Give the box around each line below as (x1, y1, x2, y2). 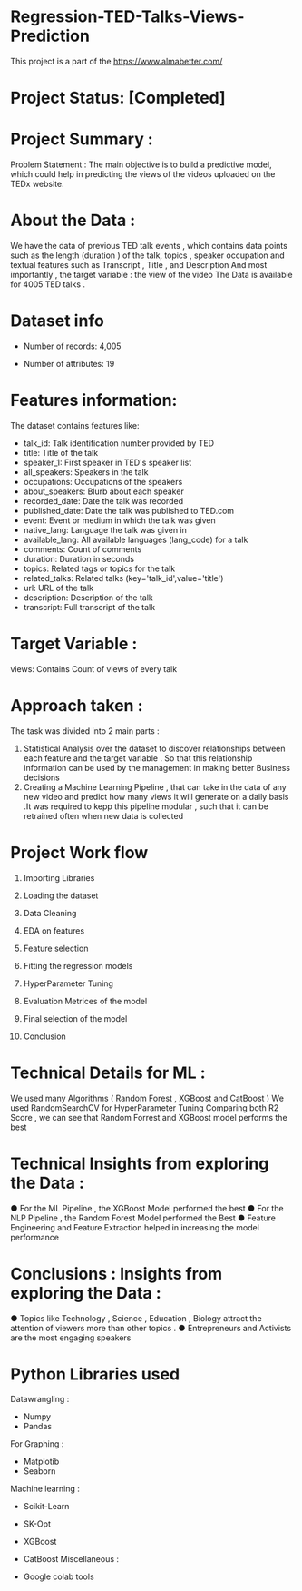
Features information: (10, 390, 178, 410)
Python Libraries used (10, 1364, 180, 1384)
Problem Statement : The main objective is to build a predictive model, (10, 159, 272, 170)
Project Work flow (10, 842, 149, 863)
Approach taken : (10, 696, 143, 716)
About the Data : (10, 211, 136, 231)
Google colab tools (23, 1571, 94, 1582)
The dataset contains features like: (10, 420, 140, 430)
